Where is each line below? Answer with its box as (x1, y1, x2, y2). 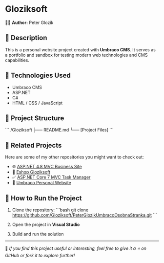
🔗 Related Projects (5, 141, 62, 150)
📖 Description (5, 34, 47, 42)
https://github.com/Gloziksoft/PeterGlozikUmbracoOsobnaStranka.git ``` (12, 212, 157, 218)
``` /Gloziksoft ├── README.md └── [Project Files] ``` (5, 127, 114, 133)
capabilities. (5, 57, 29, 63)
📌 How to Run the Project (5, 194, 82, 202)
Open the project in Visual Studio (12, 221, 80, 227)
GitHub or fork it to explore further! (5, 253, 75, 258)
